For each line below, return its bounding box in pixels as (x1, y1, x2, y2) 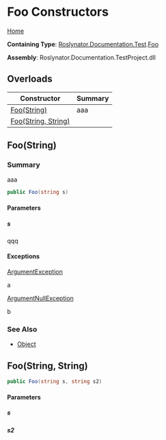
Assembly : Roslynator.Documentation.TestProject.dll (7, 53, 156, 62)
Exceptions (7, 252, 40, 260)
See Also (7, 325, 38, 334)
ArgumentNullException (7, 294, 74, 302)
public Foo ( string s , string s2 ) (7, 378, 102, 385)
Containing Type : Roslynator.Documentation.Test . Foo (7, 40, 159, 48)
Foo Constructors (7, 4, 109, 20)
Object (16, 340, 36, 348)
